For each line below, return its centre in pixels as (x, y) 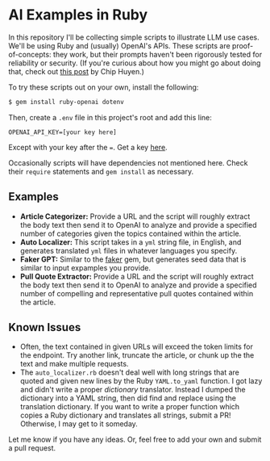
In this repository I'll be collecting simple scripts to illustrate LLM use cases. (134, 37)
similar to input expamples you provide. (85, 267)
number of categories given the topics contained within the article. (131, 233)
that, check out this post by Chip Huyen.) (77, 71)
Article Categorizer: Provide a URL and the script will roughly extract (135, 216)
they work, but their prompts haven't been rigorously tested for (158, 54)
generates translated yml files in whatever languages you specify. (129, 250)
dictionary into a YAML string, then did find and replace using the (128, 398)
